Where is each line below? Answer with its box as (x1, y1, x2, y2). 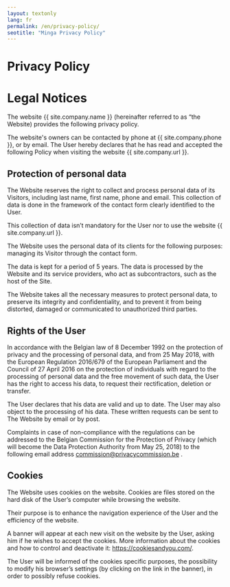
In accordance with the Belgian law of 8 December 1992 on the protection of (7, 343, 223, 351)
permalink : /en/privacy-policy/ (7, 23, 100, 30)
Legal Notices (7, 90, 87, 106)
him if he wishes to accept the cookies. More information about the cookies (7, 536, 221, 544)
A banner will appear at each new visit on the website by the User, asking (7, 529, 215, 538)
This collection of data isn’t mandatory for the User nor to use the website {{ (7, 221, 223, 230)
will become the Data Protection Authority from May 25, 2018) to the (7, 443, 200, 450)
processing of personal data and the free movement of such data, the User (7, 372, 219, 380)
